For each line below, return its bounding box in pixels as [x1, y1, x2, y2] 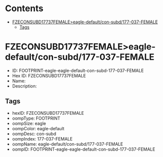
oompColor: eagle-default [12, 125, 64, 131]
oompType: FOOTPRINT [12, 115, 61, 121]
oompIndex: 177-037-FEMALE [12, 136, 73, 141]
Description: [12, 83, 37, 89]
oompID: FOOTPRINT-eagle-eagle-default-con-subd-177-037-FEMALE [12, 146, 155, 152]
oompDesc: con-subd [12, 131, 56, 137]
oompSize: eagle [12, 120, 46, 126]
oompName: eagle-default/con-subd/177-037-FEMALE [12, 141, 123, 147]
